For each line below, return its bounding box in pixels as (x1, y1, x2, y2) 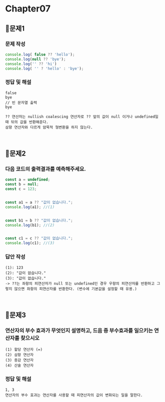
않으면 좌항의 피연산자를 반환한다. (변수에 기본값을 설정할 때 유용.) (14, 286, 137, 291)
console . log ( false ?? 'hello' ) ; (5, 52, 75, 57)
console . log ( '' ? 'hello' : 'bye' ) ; (5, 66, 84, 71)
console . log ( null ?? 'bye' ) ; (5, 56, 66, 61)
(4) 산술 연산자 (5, 363, 34, 368)
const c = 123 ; (5, 186, 37, 191)
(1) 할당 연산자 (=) (5, 347, 43, 352)
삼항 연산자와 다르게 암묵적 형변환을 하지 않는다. (5, 124, 93, 130)
